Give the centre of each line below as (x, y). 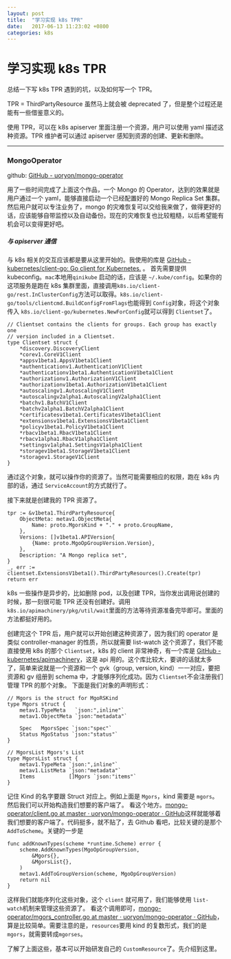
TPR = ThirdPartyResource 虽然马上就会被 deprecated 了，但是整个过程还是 (115, 104)
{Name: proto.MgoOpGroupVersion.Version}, (93, 544)
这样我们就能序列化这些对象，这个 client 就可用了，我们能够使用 (99, 900)
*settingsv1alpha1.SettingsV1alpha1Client (81, 445)
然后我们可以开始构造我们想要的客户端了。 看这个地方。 (86, 805)
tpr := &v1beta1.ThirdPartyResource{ (61, 513)
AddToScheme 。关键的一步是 (45, 831)
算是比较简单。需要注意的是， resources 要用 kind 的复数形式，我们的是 (107, 926)
